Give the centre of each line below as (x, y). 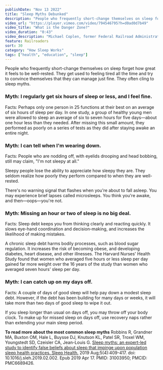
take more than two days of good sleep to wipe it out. (58, 303)
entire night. (17, 133)
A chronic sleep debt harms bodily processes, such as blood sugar (72, 244)
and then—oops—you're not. (34, 201)
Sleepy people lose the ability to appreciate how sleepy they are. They (75, 170)
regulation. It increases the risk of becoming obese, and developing (73, 249)
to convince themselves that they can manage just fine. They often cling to (80, 79)
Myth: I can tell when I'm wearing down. (53, 145)
